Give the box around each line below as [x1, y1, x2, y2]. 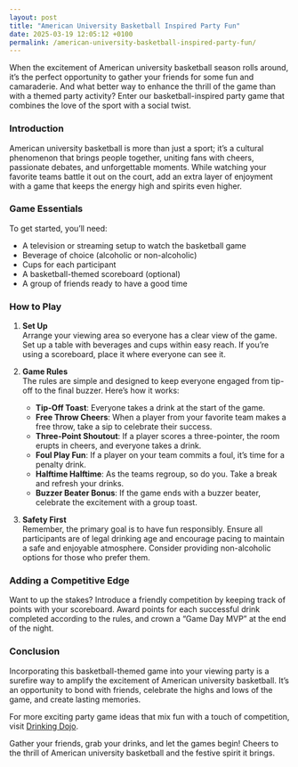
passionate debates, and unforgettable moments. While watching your [9, 161, 267, 172]
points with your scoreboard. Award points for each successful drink [9, 604, 261, 615]
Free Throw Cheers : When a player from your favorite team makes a [35, 412, 286, 423]
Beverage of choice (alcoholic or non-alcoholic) [21, 249, 197, 260]
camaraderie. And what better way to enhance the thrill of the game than [9, 81, 276, 92]
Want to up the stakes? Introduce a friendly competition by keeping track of [9, 594, 286, 606]
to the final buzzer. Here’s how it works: [34, 385, 180, 396]
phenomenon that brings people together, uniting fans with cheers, [9, 152, 255, 163]
